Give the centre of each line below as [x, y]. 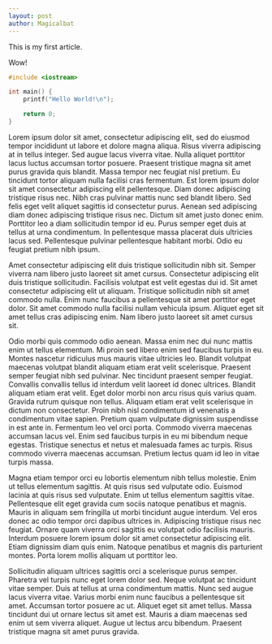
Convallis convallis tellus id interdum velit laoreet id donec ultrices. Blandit [132, 384]
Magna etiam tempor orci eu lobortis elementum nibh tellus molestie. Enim [133, 478]
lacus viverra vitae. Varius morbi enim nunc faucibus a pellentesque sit [127, 597]
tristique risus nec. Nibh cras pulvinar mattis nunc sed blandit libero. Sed [130, 197]
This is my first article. [45, 46]
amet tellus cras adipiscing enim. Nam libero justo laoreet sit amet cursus [131, 317]
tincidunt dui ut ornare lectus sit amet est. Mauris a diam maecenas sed [128, 614]
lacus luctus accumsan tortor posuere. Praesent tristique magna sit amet [130, 162]
